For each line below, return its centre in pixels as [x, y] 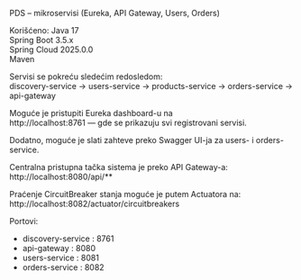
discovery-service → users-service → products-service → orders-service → [151, 86]
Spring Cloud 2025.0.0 [51, 50]
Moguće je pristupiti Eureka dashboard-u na [91, 113]
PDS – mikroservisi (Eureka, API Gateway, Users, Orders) [115, 13]
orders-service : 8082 [64, 267]
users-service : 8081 [60, 257]
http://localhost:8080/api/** [61, 176]
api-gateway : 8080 [59, 248]
